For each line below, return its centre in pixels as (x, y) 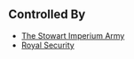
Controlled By (47, 15)
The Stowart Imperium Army (73, 35)
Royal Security (47, 45)
